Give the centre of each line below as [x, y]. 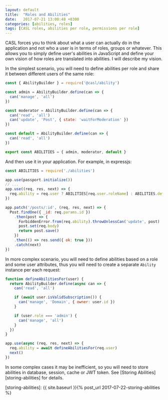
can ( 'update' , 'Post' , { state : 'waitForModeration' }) [69, 120]
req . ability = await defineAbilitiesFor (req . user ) [63, 348]
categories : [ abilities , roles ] [39, 24]
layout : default [22, 10]
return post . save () [38, 231]
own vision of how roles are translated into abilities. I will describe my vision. [84, 59]
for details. [53, 377]
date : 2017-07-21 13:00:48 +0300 [42, 19]
